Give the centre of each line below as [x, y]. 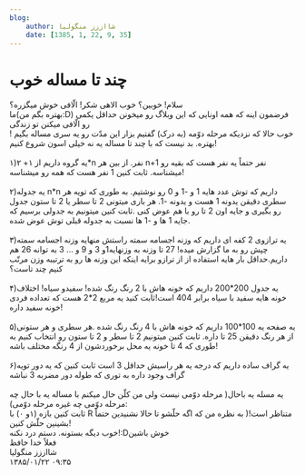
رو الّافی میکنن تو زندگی [50, 124]
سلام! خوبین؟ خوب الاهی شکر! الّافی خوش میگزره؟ [96, 104]
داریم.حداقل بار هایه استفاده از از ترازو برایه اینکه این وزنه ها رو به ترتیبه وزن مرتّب [148, 259]
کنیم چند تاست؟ [36, 269]
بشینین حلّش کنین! [40, 423]
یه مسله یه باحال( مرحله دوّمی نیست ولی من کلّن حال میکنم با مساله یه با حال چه [147, 394]
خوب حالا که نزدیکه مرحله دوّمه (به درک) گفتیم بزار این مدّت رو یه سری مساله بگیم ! [152, 134]
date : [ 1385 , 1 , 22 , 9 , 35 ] [79, 35]
